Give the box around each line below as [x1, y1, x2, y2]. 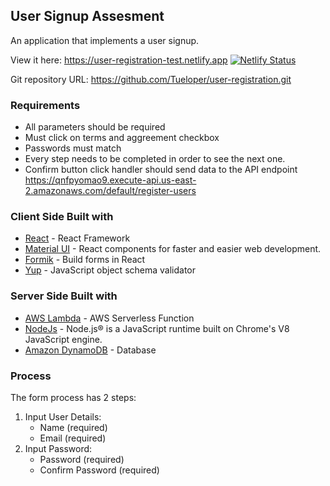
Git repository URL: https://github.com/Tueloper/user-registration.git [10, 73, 292, 85]
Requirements [10, 98, 81, 112]
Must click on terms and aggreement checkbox [24, 132, 220, 144]
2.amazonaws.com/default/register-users [24, 185, 197, 197]
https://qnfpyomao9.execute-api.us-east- [24, 174, 197, 186]
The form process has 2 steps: [10, 392, 137, 403]
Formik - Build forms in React [24, 254, 146, 266]
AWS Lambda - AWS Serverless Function [24, 312, 195, 324]
